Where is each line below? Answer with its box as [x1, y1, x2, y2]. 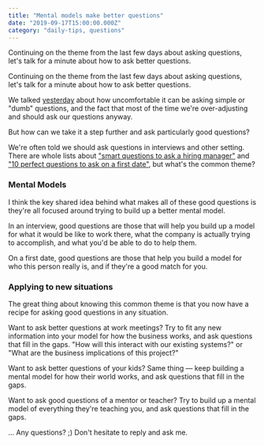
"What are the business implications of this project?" [8, 348, 179, 357]
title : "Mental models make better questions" [8, 11, 164, 20]
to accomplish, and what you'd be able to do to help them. [8, 238, 197, 247]
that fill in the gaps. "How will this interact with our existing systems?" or [8, 339, 243, 349]
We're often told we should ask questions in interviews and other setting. [8, 143, 245, 153]
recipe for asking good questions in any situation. [8, 307, 169, 317]
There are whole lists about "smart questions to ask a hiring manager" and [8, 151, 250, 160]
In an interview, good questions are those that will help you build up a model [8, 221, 255, 230]
